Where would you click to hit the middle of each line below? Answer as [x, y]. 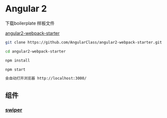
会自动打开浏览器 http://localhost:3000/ [46, 78]
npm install [17, 60]
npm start [15, 69]
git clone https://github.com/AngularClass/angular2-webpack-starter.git [84, 42]
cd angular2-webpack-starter [35, 51]
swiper [14, 109]
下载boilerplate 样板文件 [30, 23]
